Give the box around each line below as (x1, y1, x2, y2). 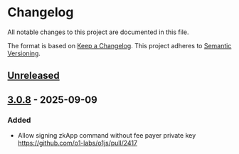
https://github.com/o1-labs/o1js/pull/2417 (17, 139, 137, 148)
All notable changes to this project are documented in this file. (7, 28, 189, 36)
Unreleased (7, 70, 60, 82)
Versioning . (7, 49, 41, 57)
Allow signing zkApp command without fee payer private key (17, 131, 196, 140)
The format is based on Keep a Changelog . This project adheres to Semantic (7, 41, 232, 50)
